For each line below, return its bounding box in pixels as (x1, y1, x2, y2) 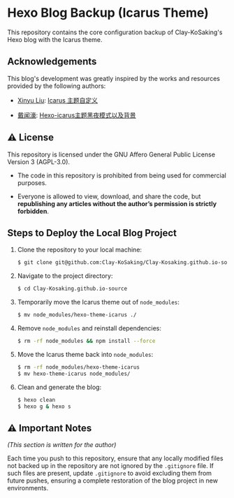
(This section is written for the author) (7, 441, 117, 449)
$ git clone (17, 259, 52, 266)
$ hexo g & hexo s (17, 403, 71, 410)
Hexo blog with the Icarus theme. (7, 35, 103, 43)
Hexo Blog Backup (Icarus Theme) (7, 5, 210, 21)
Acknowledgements (7, 56, 97, 68)
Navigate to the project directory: (17, 272, 113, 280)
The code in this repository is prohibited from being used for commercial (17, 171, 227, 180)
